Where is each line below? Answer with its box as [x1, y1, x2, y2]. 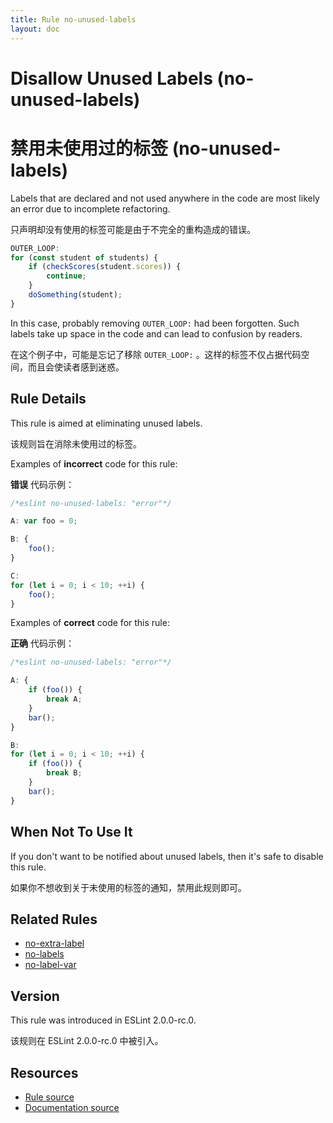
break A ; [46, 694, 83, 705]
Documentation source [24, 1101, 120, 1113]
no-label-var [24, 959, 77, 971]
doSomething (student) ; [28, 290, 123, 300]
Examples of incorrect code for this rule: [10, 457, 178, 470]
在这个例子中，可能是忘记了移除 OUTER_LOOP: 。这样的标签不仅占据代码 [10, 348, 302, 360]
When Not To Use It [10, 824, 133, 841]
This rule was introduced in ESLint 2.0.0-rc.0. [10, 1014, 197, 1026]
